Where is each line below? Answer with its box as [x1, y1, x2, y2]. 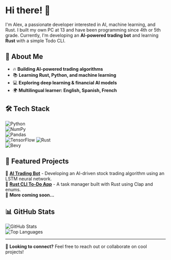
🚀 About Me [5, 52, 43, 61]
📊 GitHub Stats [5, 207, 55, 216]
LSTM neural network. [5, 176, 52, 182]
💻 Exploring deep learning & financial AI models [12, 79, 117, 85]
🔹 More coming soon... [5, 192, 54, 198]
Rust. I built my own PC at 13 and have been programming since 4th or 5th [5, 26, 161, 33]
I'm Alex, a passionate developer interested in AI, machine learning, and [5, 21, 156, 27]
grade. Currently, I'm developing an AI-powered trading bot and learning [5, 32, 159, 38]
